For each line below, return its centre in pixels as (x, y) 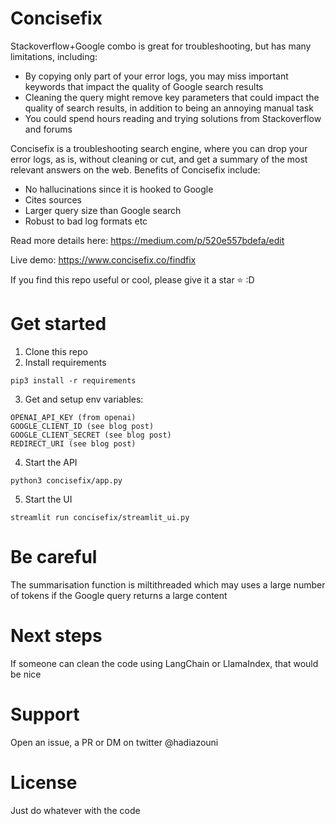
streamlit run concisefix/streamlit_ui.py (100, 517)
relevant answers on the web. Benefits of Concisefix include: (135, 169)
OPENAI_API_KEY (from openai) (73, 417)
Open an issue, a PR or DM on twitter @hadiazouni (114, 742)
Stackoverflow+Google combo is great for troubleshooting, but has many (161, 46)
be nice (26, 674)
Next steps (56, 636)
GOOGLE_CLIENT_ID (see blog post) (82, 426)
